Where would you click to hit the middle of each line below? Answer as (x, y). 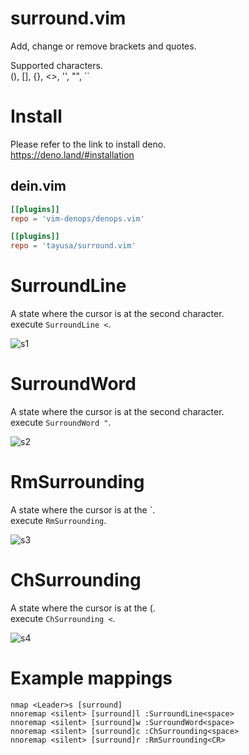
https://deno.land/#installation (72, 154)
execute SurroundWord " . (61, 423)
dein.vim (38, 186)
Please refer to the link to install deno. (88, 144)
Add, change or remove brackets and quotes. (103, 46)
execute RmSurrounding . (58, 520)
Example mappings (91, 678)
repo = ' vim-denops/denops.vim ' (77, 218)
